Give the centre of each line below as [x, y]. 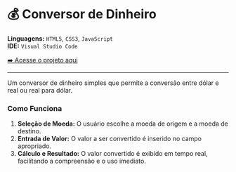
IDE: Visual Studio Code [43, 46]
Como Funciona [35, 108]
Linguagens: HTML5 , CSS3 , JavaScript [60, 38]
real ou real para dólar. [40, 90]
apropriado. [34, 146]
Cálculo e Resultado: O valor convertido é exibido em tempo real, [113, 154]
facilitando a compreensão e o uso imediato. [81, 161]
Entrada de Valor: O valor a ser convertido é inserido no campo [110, 139]
